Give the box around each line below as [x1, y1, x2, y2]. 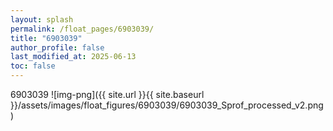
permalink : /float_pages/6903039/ [10, 24, 155, 34]
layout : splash [10, 14, 74, 25]
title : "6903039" [10, 33, 83, 43]
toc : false [10, 61, 56, 71]
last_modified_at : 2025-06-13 [10, 52, 137, 62]
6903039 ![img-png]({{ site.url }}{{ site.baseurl [10, 89, 205, 100]
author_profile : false [10, 42, 105, 53]
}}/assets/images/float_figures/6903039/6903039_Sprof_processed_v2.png [10, 99, 324, 111]
